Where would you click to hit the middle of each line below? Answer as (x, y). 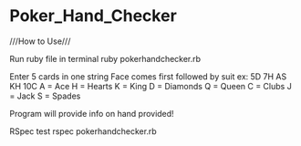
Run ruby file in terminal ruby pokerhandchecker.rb (105, 58)
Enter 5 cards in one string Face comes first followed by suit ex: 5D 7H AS (148, 76)
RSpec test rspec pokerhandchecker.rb (83, 131)
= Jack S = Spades (45, 96)
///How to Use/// (40, 41)
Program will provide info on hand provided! (92, 113)
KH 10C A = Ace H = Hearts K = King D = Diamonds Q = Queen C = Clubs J (150, 86)
